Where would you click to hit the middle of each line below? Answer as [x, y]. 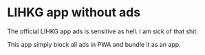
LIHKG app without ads [74, 13]
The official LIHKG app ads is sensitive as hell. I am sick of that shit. [102, 31]
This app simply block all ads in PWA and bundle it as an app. [94, 44]
